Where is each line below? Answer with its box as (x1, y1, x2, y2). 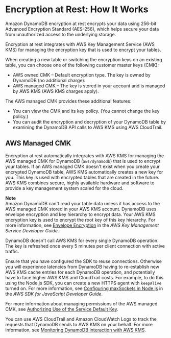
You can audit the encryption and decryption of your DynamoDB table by (12, 118, 166, 125)
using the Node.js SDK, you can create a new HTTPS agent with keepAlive (5, 280, 162, 286)
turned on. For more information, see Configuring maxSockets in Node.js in (5, 285, 163, 292)
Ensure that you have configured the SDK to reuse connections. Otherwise (5, 258, 162, 264)
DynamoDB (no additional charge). (12, 77, 86, 83)
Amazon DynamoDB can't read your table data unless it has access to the (5, 200, 160, 206)
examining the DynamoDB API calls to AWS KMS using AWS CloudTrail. (12, 124, 163, 130)
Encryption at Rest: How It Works (5, 4, 149, 15)
